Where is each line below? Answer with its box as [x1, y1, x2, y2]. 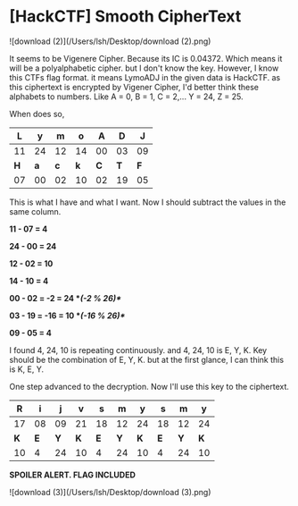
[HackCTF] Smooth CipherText [9, 6, 242, 27]
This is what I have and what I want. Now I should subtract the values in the [9, 197, 286, 207]
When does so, [9, 108, 65, 119]
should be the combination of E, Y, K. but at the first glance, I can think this [9, 354, 284, 365]
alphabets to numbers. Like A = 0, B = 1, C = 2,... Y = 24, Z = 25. [9, 91, 244, 102]
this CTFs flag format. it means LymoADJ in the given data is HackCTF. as [9, 72, 281, 82]
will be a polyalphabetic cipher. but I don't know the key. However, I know [9, 63, 279, 73]
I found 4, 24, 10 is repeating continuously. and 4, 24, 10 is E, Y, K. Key [9, 344, 268, 355]
